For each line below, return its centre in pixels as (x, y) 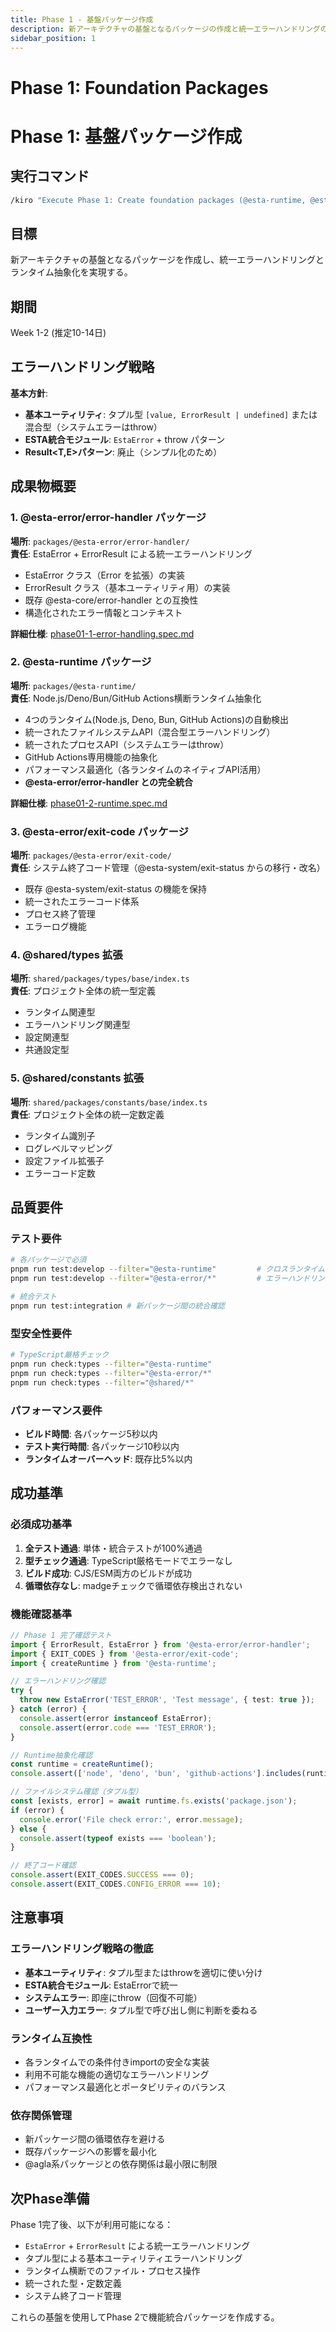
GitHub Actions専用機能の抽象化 (91, 757)
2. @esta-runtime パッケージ (81, 662)
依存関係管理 (41, 2115)
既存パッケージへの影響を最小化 (90, 2152)
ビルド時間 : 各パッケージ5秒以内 (91, 1433)
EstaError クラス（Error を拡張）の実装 (104, 575)
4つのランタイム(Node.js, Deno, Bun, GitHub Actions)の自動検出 (157, 719)
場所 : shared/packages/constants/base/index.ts (109, 1102)
